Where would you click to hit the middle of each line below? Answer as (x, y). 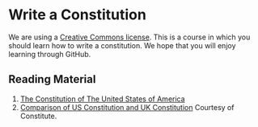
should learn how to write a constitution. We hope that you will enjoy (122, 45)
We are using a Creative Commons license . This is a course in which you (129, 37)
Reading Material (52, 79)
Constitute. (38, 116)
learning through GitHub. (50, 54)
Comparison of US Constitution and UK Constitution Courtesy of (127, 107)
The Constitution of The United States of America (102, 99)
